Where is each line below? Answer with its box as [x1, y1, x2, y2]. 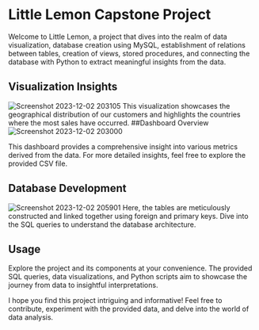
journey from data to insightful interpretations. [8, 280, 158, 290]
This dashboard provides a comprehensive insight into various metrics [8, 141, 238, 152]
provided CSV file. [8, 159, 68, 168]
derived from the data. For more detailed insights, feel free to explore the [8, 150, 246, 159]
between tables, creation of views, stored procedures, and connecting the [8, 48, 250, 58]
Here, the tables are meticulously [122, 202, 231, 212]
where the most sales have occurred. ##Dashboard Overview [8, 117, 209, 128]
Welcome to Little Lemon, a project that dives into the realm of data [8, 32, 227, 41]
